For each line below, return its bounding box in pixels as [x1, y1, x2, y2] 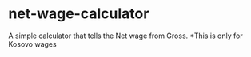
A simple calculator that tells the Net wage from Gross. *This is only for [8, 31, 243, 40]
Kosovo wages [8, 39, 58, 48]
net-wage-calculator [8, 5, 149, 23]
